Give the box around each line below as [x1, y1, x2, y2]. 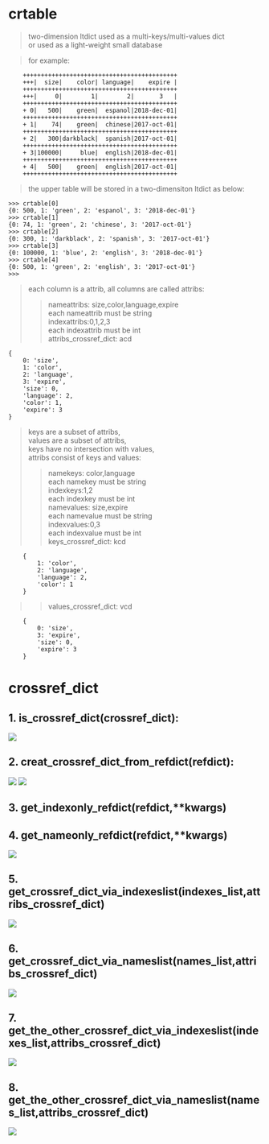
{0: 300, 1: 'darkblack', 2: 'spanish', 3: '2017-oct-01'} [8, 234, 210, 242]
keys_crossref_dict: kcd [47, 536, 126, 546]
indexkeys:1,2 [47, 485, 94, 495]
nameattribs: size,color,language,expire [47, 299, 179, 309]
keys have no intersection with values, [27, 444, 155, 453]
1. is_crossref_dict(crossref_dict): [8, 711, 179, 725]
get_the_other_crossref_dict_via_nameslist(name [8, 1092, 260, 1107]
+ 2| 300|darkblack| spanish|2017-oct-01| [22, 134, 178, 142]
